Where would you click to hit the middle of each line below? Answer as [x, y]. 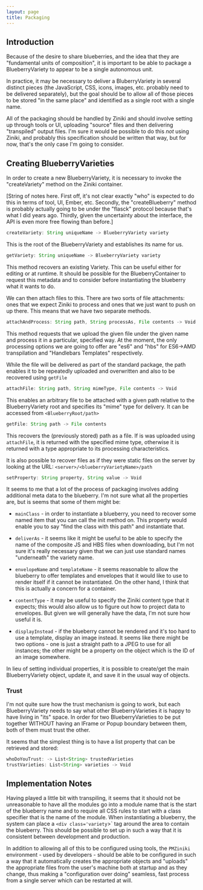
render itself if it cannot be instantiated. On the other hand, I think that [102, 582]
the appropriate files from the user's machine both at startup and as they [97, 868]
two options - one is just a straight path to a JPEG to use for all [93, 644]
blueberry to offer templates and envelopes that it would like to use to [101, 576]
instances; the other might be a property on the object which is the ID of [105, 650]
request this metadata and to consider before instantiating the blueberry [96, 280]
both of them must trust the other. [48, 730]
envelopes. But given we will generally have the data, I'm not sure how [102, 613]
